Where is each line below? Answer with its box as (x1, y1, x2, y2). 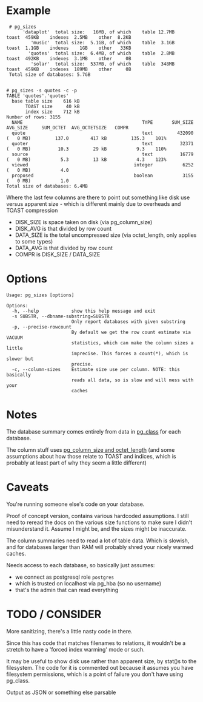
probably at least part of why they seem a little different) (6, 459, 147, 466)
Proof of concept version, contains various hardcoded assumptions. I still (6, 512, 189, 519)
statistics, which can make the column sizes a (71, 339, 194, 346)
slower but (6, 356, 34, 362)
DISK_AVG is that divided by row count (15, 225, 112, 232)
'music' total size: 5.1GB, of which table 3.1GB (30, 39, 175, 46)
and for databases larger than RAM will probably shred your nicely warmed (6, 543, 194, 550)
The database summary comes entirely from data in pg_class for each (6, 428, 181, 435)
